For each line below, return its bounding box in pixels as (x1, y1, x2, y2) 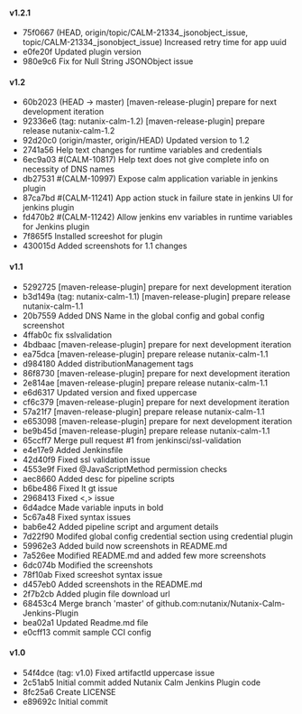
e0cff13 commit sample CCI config (22, 626, 151, 637)
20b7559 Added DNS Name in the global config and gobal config (22, 310, 265, 320)
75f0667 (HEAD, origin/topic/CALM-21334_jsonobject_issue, (22, 27, 248, 38)
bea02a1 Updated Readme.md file (22, 617, 149, 627)
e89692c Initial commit (22, 696, 108, 707)
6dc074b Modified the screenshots (22, 560, 153, 570)
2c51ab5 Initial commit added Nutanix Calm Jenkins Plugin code (22, 677, 261, 688)
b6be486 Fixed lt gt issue (22, 483, 118, 494)
